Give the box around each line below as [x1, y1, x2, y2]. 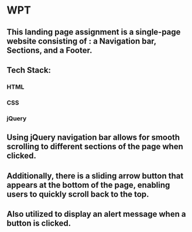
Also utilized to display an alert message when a [6, 209, 186, 219]
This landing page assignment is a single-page [6, 27, 181, 37]
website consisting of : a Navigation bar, [6, 36, 157, 46]
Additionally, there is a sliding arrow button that [6, 171, 184, 181]
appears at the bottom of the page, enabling [6, 180, 170, 190]
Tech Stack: [6, 65, 52, 75]
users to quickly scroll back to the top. [6, 189, 149, 199]
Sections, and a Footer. [6, 45, 92, 55]
